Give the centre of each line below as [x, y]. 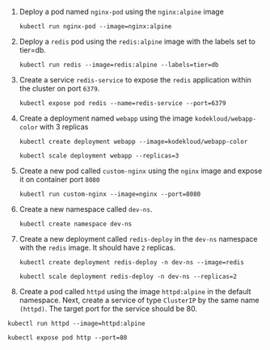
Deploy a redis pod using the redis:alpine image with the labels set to [137, 41]
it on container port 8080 [59, 179]
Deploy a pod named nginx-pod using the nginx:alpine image [121, 12]
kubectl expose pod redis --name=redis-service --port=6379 [122, 103]
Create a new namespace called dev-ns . [86, 209]
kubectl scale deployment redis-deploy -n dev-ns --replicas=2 [128, 276]
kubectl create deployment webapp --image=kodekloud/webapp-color [133, 141]
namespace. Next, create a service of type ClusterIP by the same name [139, 300]
